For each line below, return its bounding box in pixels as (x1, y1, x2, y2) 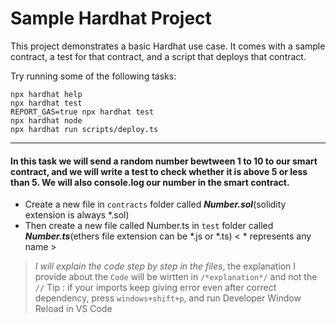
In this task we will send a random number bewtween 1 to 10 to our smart (10, 155, 318, 167)
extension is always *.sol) (24, 209, 130, 221)
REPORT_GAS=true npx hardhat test (10, 107, 155, 117)
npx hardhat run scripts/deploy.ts (10, 124, 159, 134)
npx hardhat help (10, 89, 83, 99)
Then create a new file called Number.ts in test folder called (24, 220, 274, 232)
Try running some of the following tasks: (10, 70, 177, 82)
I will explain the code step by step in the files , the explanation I (34, 260, 297, 272)
